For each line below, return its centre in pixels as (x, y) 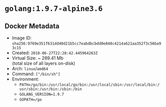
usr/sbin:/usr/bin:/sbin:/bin (51, 89)
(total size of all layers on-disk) (43, 63)
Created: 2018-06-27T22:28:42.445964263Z (55, 53)
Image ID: (22, 38)
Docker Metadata (32, 26)
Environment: (25, 79)
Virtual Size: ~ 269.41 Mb (38, 58)
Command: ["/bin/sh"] (36, 74)
